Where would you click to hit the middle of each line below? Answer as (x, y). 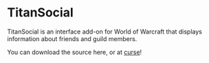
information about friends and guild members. (72, 38)
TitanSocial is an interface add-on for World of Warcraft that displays (105, 32)
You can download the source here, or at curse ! (75, 52)
